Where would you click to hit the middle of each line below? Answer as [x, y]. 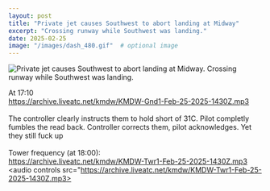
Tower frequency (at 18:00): [54, 153]
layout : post [30, 16]
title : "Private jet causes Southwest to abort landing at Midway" [124, 23]
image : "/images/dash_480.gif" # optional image [93, 46]
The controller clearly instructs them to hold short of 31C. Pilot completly [129, 118]
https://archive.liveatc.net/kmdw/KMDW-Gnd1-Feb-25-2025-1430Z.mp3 [129, 102]
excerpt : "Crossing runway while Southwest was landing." [108, 31]
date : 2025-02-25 [37, 38]
